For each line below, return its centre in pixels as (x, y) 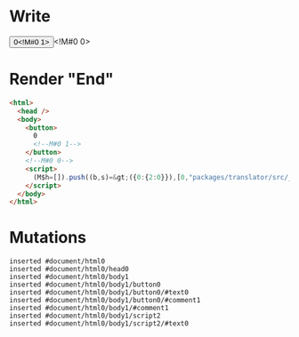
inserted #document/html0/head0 (69, 269)
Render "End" (61, 80)
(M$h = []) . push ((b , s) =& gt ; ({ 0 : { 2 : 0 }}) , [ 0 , (111, 177)
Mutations (48, 238)
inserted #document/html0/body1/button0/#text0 (99, 293)
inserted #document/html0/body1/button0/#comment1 (105, 301)
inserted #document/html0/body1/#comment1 (89, 309)
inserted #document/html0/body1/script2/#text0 (99, 324)
